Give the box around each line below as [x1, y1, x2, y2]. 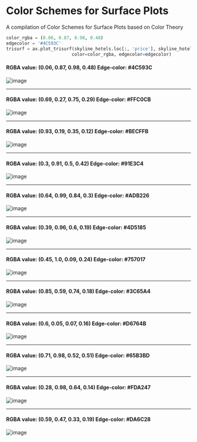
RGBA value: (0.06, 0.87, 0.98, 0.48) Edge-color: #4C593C [6, 64, 152, 71]
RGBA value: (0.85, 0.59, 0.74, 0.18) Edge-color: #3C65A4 [6, 288, 151, 295]
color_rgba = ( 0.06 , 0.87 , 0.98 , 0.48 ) [6, 35, 104, 41]
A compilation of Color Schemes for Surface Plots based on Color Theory [6, 23, 184, 31]
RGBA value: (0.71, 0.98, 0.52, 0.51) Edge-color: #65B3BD [6, 352, 150, 359]
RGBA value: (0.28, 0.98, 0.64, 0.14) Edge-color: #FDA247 [6, 384, 151, 391]
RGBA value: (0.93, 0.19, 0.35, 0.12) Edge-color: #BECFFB [6, 128, 149, 135]
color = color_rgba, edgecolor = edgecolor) [71, 51, 172, 57]
